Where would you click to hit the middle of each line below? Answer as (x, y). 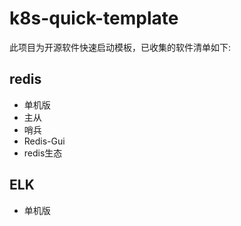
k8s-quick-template (94, 18)
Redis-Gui (44, 141)
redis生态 (43, 153)
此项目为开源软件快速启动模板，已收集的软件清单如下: (120, 47)
